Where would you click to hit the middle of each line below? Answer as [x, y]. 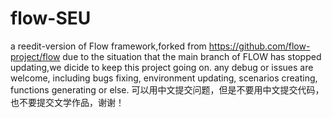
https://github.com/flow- [259, 46]
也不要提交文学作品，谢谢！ [67, 102]
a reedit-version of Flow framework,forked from [108, 46]
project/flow [35, 56]
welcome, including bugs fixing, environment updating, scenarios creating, [164, 78]
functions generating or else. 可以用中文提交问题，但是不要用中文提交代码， [167, 89]
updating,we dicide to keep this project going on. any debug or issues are [162, 67]
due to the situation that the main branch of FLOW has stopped [192, 56]
